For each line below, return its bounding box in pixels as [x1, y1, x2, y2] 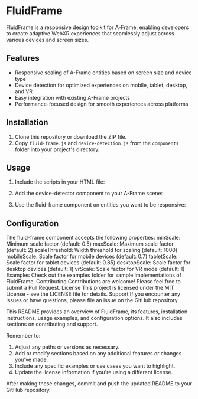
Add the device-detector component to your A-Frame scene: [14, 190, 163, 197]
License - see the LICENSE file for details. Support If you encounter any [6, 290, 181, 297]
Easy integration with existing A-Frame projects [14, 94, 130, 101]
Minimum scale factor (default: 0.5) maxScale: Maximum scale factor [6, 240, 174, 247]
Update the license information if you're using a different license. [14, 369, 173, 376]
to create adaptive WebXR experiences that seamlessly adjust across [6, 30, 174, 37]
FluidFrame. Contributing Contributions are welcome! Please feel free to [6, 278, 181, 285]
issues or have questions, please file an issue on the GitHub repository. [6, 297, 179, 304]
